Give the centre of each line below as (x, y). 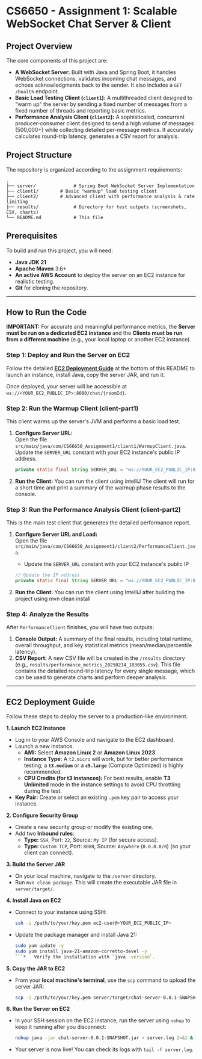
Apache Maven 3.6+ (41, 269)
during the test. (43, 791)
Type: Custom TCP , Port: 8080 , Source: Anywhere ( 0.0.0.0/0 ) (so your (107, 846)
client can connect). (49, 852)
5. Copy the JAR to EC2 (36, 968)
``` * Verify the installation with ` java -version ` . (85, 957)
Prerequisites (32, 236)
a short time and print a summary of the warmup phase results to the (100, 487)
